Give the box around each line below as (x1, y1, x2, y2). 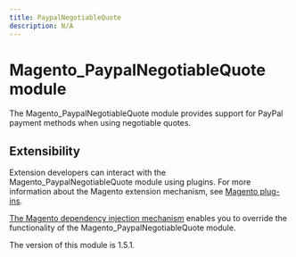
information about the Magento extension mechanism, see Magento (9, 187, 259, 197)
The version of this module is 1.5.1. (9, 240, 136, 251)
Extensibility (9, 144, 80, 159)
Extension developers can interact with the (9, 167, 167, 178)
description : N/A (9, 21, 74, 30)
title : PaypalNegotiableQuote (9, 12, 122, 22)
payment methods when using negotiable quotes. (9, 118, 192, 128)
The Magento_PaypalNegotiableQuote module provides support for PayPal (9, 108, 284, 119)
